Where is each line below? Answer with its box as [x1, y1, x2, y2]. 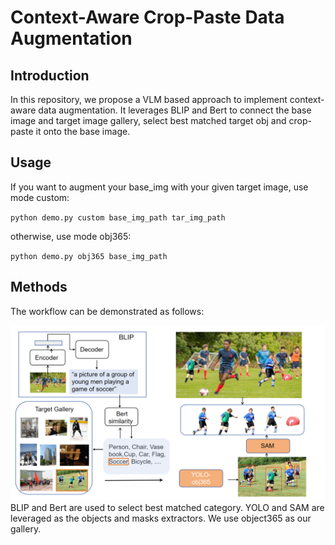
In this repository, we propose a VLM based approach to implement [10, 94, 288, 105]
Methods [10, 279, 68, 296]
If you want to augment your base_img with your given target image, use [10, 181, 309, 193]
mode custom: [10, 191, 70, 203]
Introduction [10, 67, 90, 84]
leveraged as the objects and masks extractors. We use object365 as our [10, 512, 312, 524]
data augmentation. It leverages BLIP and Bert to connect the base [38, 104, 312, 116]
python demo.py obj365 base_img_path [10, 251, 168, 261]
